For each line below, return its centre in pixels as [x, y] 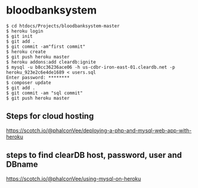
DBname [22, 165]
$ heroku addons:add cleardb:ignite [51, 62]
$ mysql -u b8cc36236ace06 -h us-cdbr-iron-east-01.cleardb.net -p [91, 67]
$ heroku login [25, 31]
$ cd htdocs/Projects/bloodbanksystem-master [63, 26]
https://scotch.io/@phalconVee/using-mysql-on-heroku [74, 179]
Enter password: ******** [38, 77]
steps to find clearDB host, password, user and [94, 155]
